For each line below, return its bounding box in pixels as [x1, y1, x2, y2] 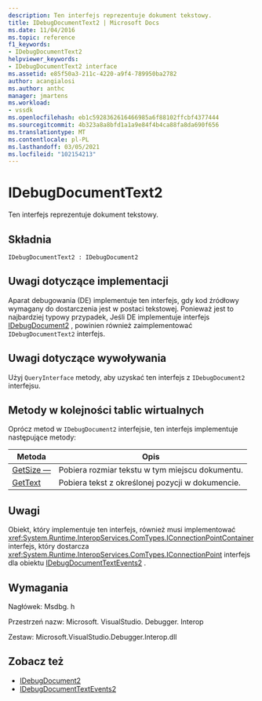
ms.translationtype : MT [8, 128, 86, 136]
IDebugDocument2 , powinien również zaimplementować [8, 320, 193, 330]
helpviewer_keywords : [8, 56, 79, 64]
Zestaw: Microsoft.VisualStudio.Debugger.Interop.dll [8, 633, 177, 642]
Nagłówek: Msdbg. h [8, 602, 75, 612]
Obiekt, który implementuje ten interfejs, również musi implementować [8, 525, 236, 535]
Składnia [8, 232, 53, 246]
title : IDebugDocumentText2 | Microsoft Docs [8, 19, 159, 27]
